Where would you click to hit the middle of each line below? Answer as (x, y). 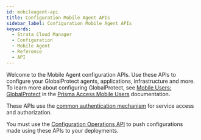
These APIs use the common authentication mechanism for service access (100, 106)
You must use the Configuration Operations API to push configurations (95, 124)
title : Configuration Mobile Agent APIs (58, 18)
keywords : (19, 29)
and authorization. (29, 112)
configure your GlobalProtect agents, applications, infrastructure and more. (100, 81)
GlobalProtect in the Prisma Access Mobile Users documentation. (88, 94)
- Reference (27, 52)
